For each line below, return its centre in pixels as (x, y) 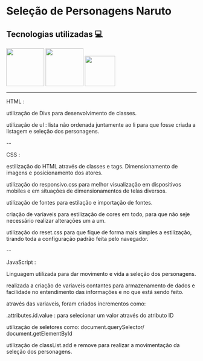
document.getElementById (39, 334)
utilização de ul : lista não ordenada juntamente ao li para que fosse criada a (101, 125)
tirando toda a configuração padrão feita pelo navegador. (78, 239)
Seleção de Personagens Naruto (89, 11)
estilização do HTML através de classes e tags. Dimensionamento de (92, 166)
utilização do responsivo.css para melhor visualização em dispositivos (94, 184)
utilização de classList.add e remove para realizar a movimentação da (93, 345)
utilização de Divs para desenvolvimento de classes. (72, 113)
